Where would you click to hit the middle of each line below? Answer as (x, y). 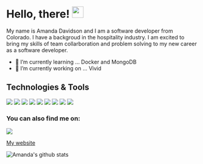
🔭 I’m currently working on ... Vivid (58, 68)
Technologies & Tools (48, 87)
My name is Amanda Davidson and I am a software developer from (90, 31)
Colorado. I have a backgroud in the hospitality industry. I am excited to (95, 37)
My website (21, 143)
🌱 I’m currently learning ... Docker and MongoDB (76, 62)
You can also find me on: (43, 118)
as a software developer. (37, 50)
